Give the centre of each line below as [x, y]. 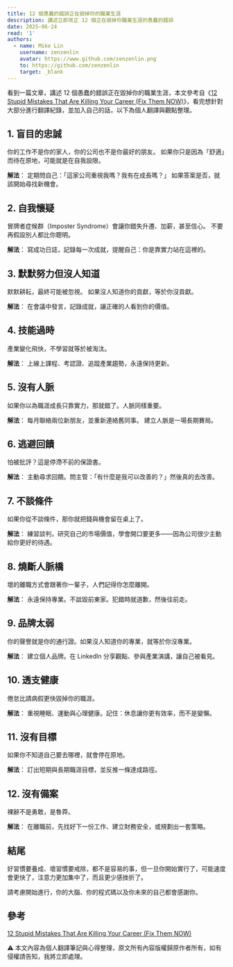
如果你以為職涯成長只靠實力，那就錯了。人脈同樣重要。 [86, 405]
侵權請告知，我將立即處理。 [47, 956]
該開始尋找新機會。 [35, 184]
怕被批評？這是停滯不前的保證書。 [56, 462]
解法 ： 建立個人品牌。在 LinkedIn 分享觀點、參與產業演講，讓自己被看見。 [113, 656]
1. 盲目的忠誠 [35, 134]
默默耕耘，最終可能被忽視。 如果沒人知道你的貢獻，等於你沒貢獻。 [102, 291]
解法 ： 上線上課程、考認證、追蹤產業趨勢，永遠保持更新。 [90, 363]
